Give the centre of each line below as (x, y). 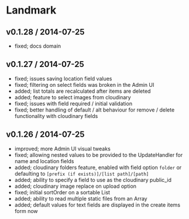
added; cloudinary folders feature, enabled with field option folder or (98, 167)
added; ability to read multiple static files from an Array (81, 198)
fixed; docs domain (38, 46)
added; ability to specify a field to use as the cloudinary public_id (93, 180)
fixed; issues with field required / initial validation (73, 103)
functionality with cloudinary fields (56, 116)
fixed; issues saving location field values (63, 78)
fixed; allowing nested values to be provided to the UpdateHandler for (99, 155)
